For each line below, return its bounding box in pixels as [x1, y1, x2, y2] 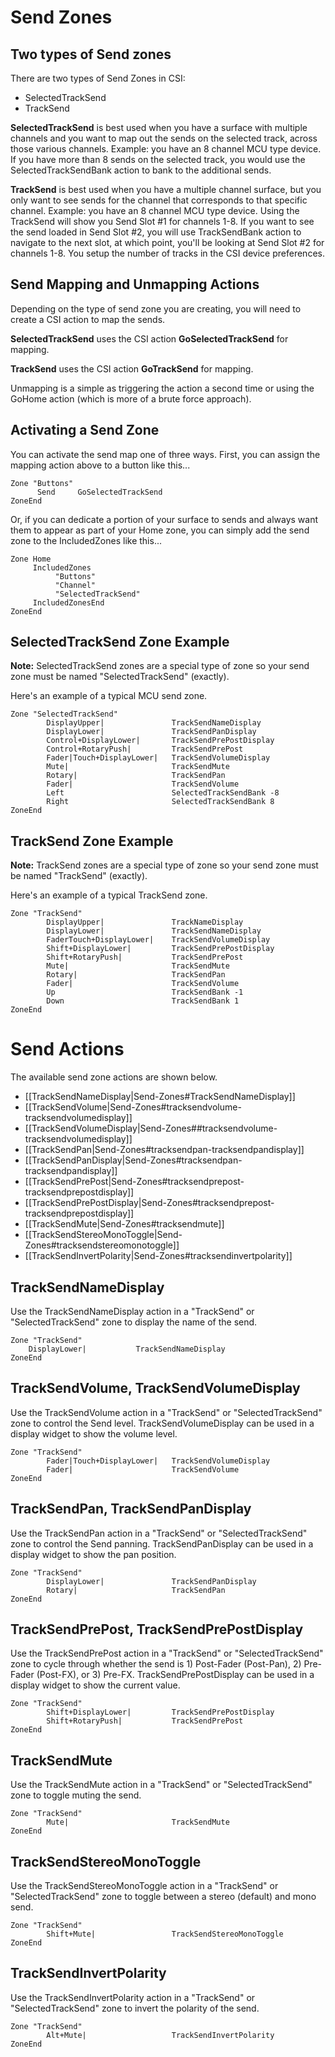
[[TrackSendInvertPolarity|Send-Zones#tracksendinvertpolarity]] [24, 1250, 293, 1262]
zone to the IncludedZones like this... [10, 534, 162, 546]
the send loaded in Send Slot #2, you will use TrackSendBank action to [10, 226, 302, 238]
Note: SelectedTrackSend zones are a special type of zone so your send [10, 660, 310, 672]
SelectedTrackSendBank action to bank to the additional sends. [10, 164, 272, 176]
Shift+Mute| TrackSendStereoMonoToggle [46, 1929, 284, 1940]
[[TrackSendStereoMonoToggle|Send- [24, 1229, 183, 1241]
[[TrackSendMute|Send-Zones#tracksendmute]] [24, 1218, 225, 1230]
